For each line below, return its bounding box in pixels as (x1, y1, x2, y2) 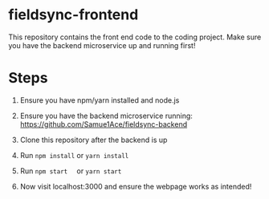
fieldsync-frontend (8, 6, 139, 24)
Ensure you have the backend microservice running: (19, 111, 193, 120)
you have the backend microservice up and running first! (8, 40, 196, 50)
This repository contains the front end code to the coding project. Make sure (8, 32, 262, 42)
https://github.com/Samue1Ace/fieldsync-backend (19, 119, 187, 129)
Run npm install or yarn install (19, 150, 129, 160)
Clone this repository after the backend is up (19, 135, 168, 144)
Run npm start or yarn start (19, 166, 122, 176)
